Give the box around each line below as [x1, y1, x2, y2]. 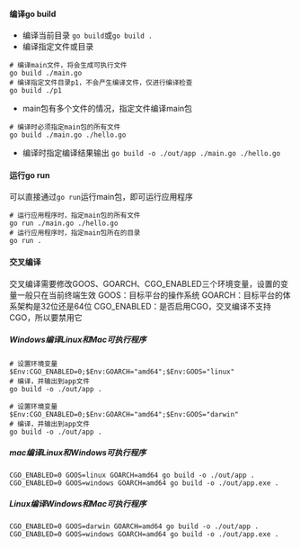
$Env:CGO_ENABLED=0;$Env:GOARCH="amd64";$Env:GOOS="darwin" [9, 409, 240, 418]
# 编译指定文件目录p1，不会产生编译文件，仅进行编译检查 [9, 78, 193, 87]
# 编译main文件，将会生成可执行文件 [9, 61, 128, 70]
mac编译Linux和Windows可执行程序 [9, 447, 146, 458]
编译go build [9, 8, 57, 19]
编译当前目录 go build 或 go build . [22, 30, 153, 40]
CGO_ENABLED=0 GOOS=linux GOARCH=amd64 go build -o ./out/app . [9, 471, 255, 480]
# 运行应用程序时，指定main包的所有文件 [9, 211, 141, 220]
